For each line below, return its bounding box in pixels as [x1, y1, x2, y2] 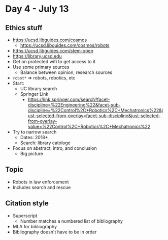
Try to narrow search [12, 129, 57, 135]
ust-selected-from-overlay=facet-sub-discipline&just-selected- [27, 113, 161, 119]
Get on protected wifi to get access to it [12, 59, 96, 64]
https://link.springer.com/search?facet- [27, 96, 110, 102]
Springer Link [20, 91, 49, 97]
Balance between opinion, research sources [20, 69, 113, 75]
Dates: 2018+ [20, 135, 48, 140]
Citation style [5, 199, 49, 208]
